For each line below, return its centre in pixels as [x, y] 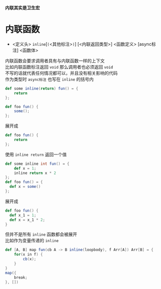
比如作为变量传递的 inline [32, 241]
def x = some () [25, 187]
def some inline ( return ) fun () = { [42, 88]
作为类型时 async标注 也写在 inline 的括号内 [49, 79]
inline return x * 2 [35, 173]
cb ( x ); [30, 259]
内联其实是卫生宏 [22, 8]
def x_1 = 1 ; [23, 215]
